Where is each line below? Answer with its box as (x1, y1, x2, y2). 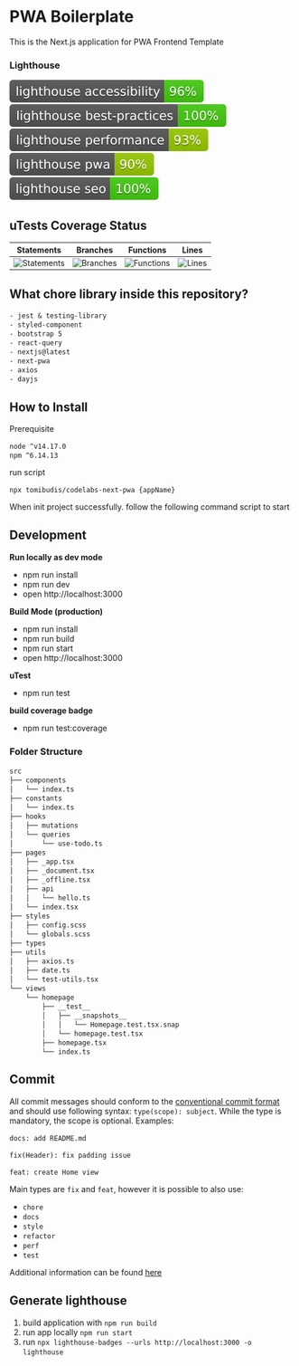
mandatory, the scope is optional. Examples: (9, 1115, 174, 1126)
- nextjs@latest (9, 348, 70, 357)
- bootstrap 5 (9, 330, 63, 339)
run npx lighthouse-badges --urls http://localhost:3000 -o (22, 1336, 252, 1347)
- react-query (9, 339, 63, 348)
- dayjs (9, 375, 39, 384)
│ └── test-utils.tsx (9, 975, 99, 984)
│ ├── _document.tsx (9, 866, 95, 875)
